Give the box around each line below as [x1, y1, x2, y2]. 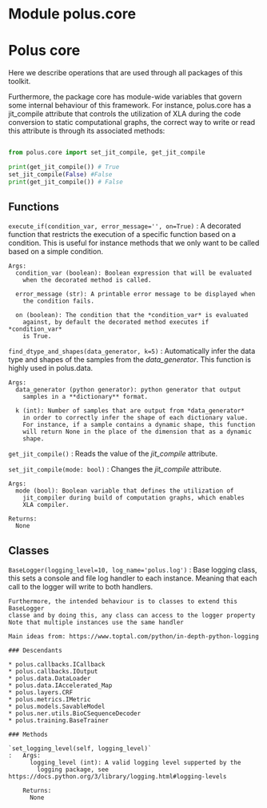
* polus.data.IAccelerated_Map [8, 681, 113, 689]
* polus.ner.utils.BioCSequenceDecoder [8, 710, 141, 718]
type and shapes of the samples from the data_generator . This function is [8, 355, 252, 364]
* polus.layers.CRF [8, 689, 74, 697]
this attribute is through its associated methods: [8, 126, 165, 136]
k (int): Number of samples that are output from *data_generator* [15, 407, 245, 415]
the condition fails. [22, 297, 94, 305]
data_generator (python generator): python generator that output [15, 386, 241, 394]
